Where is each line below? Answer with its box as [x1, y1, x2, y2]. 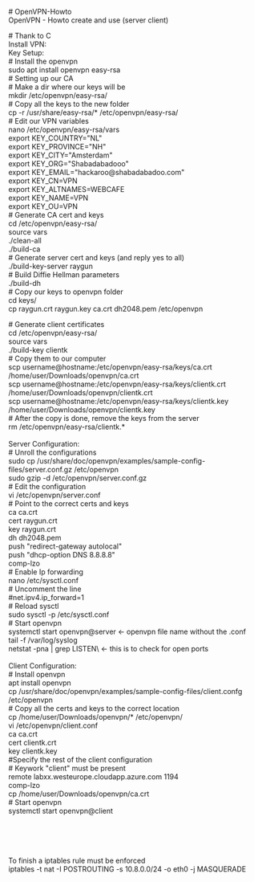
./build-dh [8, 279, 42, 288]
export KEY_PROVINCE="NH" [8, 142, 107, 151]
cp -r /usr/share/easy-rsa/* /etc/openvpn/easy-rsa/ [8, 108, 179, 117]
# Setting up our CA [8, 74, 74, 83]
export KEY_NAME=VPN [8, 193, 89, 202]
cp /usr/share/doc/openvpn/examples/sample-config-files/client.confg [8, 687, 243, 696]
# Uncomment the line [8, 584, 82, 594]
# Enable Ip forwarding [8, 567, 84, 577]
